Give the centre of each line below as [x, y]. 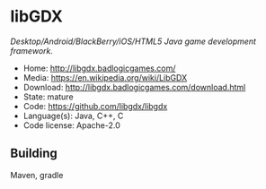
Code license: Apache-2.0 [71, 125]
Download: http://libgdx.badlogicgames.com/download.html [134, 87]
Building [34, 154]
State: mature [49, 97]
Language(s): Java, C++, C [73, 116]
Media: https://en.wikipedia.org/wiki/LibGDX [105, 77]
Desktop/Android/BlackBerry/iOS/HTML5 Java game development [133, 41]
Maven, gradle [37, 175]
